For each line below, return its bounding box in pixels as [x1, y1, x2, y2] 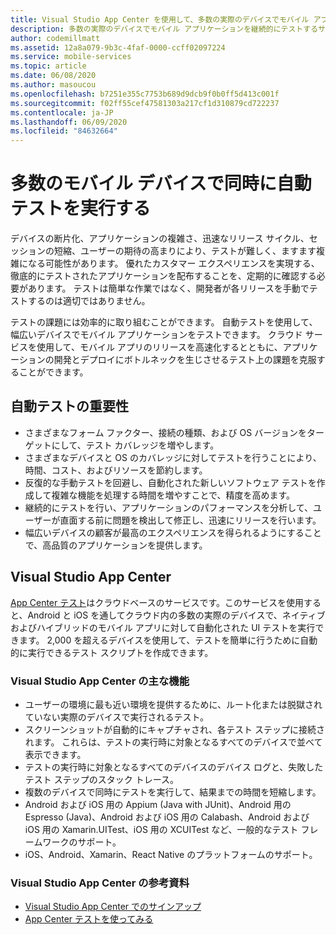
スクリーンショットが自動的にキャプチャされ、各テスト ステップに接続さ [24, 723, 326, 735]
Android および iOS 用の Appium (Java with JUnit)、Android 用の [24, 798, 292, 810]
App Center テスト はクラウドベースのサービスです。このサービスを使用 [10, 596, 305, 608]
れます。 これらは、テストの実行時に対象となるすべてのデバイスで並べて [24, 736, 323, 748]
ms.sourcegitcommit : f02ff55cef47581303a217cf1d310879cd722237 [10, 98, 280, 108]
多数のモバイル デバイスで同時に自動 [10, 172, 312, 195]
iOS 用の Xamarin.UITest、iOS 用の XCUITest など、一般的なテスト [24, 823, 299, 835]
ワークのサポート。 [42, 836, 122, 848]
